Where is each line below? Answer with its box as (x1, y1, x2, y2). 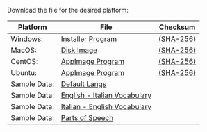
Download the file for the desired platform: (7, 6, 129, 14)
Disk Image (60, 45, 98, 55)
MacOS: (10, 45, 37, 55)
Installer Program (60, 34, 117, 44)
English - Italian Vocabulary (60, 90, 151, 100)
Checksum (158, 22, 196, 32)
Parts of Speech (60, 113, 114, 122)
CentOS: (10, 57, 38, 66)
